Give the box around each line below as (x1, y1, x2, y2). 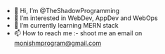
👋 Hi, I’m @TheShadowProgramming (13, 7, 120, 15)
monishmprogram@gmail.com (13, 39, 102, 47)
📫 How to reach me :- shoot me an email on (13, 29, 143, 37)
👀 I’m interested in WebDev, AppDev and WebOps (13, 14, 158, 22)
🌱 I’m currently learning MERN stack (13, 21, 119, 29)
